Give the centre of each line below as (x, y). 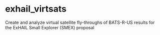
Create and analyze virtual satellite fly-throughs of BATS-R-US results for (80, 22)
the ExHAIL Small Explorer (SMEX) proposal (50, 27)
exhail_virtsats (36, 9)
